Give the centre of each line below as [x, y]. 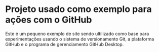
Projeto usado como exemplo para [78, 9]
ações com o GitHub [49, 20]
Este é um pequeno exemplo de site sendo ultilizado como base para [77, 33]
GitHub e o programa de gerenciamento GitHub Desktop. [65, 44]
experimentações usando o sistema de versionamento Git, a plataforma [80, 39]
